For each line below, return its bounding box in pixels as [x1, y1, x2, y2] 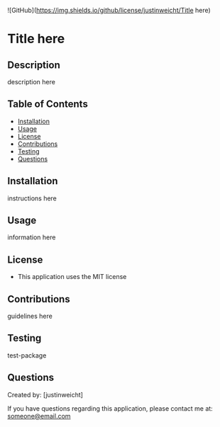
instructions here [7, 194, 57, 203]
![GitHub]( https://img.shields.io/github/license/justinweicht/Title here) [7, 6, 211, 14]
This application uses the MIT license [17, 273, 127, 281]
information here [7, 233, 56, 241]
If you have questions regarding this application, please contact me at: [7, 404, 213, 413]
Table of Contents [7, 98, 89, 110]
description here [7, 78, 55, 86]
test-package [7, 351, 47, 360]
